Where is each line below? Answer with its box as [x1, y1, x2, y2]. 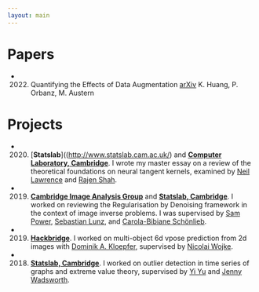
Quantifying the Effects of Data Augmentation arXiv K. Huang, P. [30, 79, 239, 89]
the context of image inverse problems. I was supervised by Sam [30, 208, 241, 217]
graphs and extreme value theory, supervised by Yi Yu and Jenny [30, 266, 243, 276]
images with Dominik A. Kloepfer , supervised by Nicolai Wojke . [30, 241, 233, 251]
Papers [7, 45, 55, 63]
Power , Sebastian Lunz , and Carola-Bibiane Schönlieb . [30, 217, 207, 226]
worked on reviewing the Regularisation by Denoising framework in [30, 199, 248, 209]
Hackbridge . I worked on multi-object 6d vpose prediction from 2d [30, 233, 247, 243]
